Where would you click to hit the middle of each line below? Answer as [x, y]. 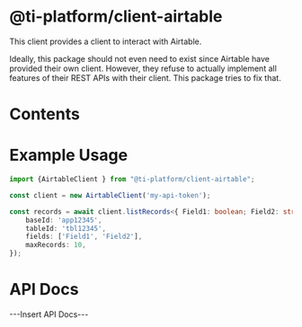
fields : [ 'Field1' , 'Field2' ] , [84, 237]
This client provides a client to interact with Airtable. [106, 41]
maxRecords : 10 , [56, 245]
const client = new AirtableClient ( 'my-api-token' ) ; [110, 195]
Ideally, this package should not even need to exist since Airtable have [139, 58]
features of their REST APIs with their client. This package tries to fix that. [145, 77]
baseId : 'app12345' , [64, 220]
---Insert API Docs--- [49, 314]
